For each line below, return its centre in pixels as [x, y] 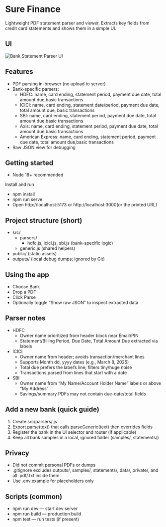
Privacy [17, 453]
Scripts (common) [34, 496]
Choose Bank [26, 287]
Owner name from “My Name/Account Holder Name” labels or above [90, 383]
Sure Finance [33, 9]
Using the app [27, 274]
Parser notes [25, 318]
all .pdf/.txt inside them [36, 476]
